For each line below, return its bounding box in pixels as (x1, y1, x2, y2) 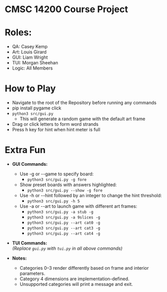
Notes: (12, 255, 27, 261)
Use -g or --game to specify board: (19, 171, 94, 177)
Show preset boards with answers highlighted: (19, 181, 117, 188)
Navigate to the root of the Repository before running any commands (12, 100, 157, 106)
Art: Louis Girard (12, 49, 47, 55)
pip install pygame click (12, 105, 61, 111)
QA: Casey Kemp (12, 44, 48, 50)
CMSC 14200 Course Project (5, 4, 128, 15)
